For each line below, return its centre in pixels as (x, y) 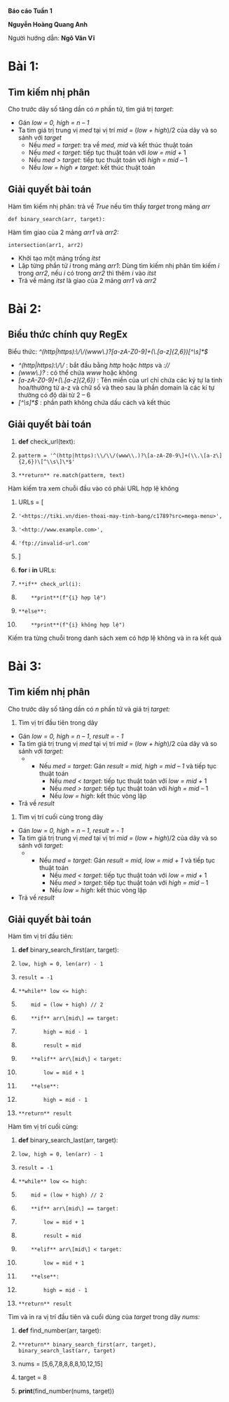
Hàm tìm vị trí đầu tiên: (41, 936)
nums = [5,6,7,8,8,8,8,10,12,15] (61, 1364)
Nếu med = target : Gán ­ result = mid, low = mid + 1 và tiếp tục (127, 860)
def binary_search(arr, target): (57, 219)
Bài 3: (25, 666)
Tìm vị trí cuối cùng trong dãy (61, 817)
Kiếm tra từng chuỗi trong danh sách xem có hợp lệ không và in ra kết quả (115, 638)
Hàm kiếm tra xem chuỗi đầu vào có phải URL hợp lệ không (93, 488)
